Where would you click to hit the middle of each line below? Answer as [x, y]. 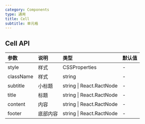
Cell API [17, 43]
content [16, 104]
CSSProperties [80, 67]
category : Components [27, 10]
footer [15, 114]
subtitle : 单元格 [22, 23]
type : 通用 [15, 14]
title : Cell [17, 19]
